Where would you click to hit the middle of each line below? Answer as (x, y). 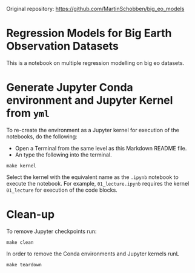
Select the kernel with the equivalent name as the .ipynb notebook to (92, 177)
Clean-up (31, 214)
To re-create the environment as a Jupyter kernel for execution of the (93, 130)
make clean (20, 242)
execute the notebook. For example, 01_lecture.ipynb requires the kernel (98, 183)
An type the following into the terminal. (63, 155)
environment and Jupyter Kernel (90, 100)
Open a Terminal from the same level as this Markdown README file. (101, 148)
